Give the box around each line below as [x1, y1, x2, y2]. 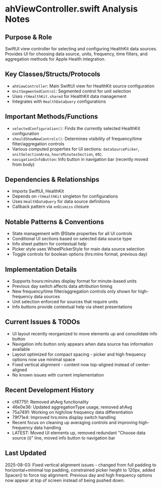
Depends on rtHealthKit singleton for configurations [12, 193, 118, 199]
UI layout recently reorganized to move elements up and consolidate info [12, 331, 158, 336]
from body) [12, 161, 35, 167]
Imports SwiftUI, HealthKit [12, 188, 64, 194]
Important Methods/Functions [5, 112, 98, 121]
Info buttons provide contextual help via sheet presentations [12, 304, 132, 310]
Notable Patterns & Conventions [5, 218, 104, 226]
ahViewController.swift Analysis [5, 3, 138, 15]
